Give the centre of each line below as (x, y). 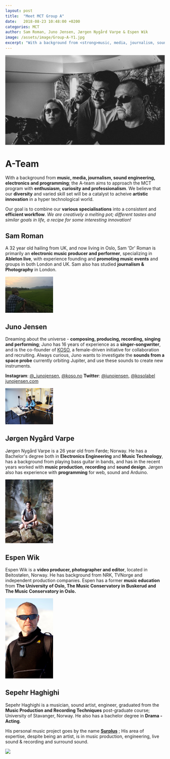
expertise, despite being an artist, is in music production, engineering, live (82, 736)
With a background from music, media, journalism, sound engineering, (80, 178)
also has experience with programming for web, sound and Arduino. (77, 472)
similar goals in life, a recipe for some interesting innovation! (68, 220)
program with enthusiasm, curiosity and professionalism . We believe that (83, 189)
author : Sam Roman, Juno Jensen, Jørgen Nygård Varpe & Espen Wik (77, 32)
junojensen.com (22, 381)
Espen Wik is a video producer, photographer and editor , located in (76, 569)
